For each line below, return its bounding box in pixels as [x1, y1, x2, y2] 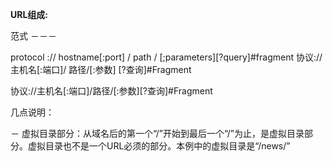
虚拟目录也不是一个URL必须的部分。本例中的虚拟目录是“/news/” [27, 140, 291, 152]
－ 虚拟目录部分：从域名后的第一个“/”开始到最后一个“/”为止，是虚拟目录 [10, 128, 305, 139]
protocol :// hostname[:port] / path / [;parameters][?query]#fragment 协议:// [10, 51, 323, 63]
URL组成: [10, 9, 49, 20]
